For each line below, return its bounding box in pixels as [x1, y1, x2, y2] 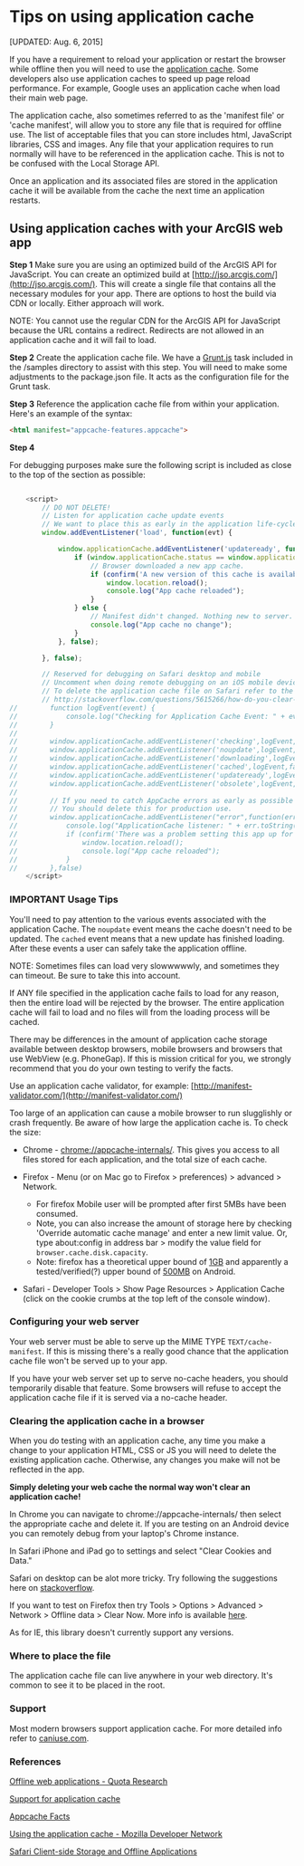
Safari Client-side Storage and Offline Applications [9, 1846, 197, 1857]
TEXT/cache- [227, 1337, 273, 1346]
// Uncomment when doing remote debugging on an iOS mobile [42, 678, 273, 687]
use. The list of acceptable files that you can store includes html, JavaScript [9, 129, 292, 139]
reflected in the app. [9, 1464, 85, 1475]
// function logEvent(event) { [9, 703, 156, 713]
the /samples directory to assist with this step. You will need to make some [9, 361, 288, 372]
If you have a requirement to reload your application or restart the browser [9, 53, 287, 64]
